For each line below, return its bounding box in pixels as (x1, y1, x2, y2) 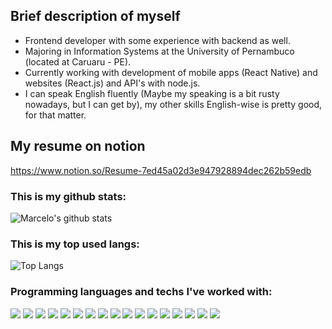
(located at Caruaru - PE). (24, 55, 132, 68)
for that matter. (24, 109, 87, 121)
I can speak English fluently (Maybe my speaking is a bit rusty (24, 87, 280, 99)
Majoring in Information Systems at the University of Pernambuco (24, 45, 295, 57)
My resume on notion (10, 138, 146, 155)
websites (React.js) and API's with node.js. (24, 77, 201, 89)
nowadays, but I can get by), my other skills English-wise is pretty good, (24, 98, 323, 110)
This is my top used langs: (10, 237, 140, 251)
